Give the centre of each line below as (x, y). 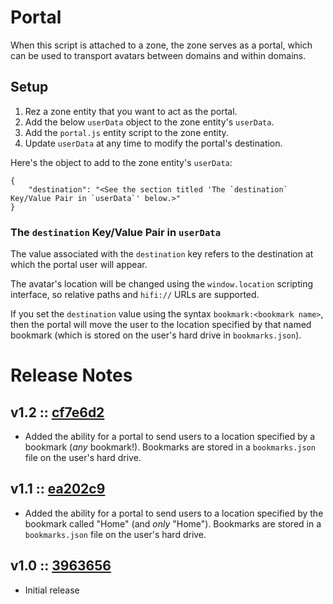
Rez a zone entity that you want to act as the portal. (131, 111)
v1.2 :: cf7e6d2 (57, 412)
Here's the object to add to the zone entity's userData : (121, 162)
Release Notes (71, 375)
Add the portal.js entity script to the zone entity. (126, 132)
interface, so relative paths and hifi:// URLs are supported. (135, 295)
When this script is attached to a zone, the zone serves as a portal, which (161, 45)
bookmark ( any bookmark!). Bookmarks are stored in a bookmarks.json (170, 447)
